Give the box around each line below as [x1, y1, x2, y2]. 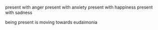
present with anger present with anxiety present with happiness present [5, 4, 153, 10]
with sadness [5, 9, 32, 15]
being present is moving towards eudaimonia [5, 19, 98, 25]
